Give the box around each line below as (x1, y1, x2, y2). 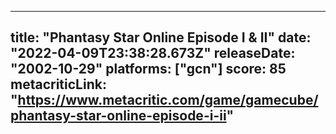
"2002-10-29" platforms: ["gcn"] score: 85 (10, 61, 287, 78)
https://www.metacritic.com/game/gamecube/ (17, 92, 319, 109)
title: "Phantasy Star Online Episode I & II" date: (10, 29, 312, 46)
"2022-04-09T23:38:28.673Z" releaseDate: (10, 45, 296, 62)
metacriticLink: (10, 76, 107, 93)
